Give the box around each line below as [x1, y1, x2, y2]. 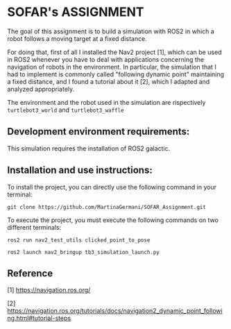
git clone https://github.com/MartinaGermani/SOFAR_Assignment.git [7, 203, 207, 210]
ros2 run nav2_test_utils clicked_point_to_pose [7, 237, 151, 244]
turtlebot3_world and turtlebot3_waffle [7, 106, 124, 114]
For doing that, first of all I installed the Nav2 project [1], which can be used [7, 48, 222, 56]
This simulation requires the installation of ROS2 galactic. [7, 144, 171, 153]
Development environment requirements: [7, 126, 190, 137]
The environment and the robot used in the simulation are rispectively [7, 98, 206, 106]
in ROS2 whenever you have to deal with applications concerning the [7, 55, 205, 63]
